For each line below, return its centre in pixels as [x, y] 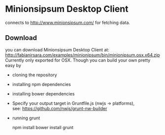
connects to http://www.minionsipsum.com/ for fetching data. [68, 22]
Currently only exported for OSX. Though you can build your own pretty [78, 60]
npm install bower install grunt [43, 127]
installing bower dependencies [43, 93]
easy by [13, 65]
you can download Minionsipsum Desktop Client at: [57, 49]
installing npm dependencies [42, 84]
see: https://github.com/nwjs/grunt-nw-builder [60, 108]
